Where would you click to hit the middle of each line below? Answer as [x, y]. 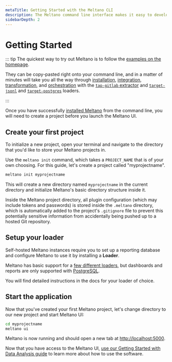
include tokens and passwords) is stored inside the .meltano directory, [79, 205]
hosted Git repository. [28, 221]
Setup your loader [35, 238]
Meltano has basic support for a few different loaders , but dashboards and [84, 265]
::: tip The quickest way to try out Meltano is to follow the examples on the [83, 59]
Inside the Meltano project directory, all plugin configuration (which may [81, 200]
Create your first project [45, 132]
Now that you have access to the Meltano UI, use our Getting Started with [83, 348]
